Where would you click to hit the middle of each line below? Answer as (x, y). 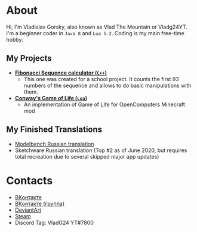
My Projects (29, 58)
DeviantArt (28, 210)
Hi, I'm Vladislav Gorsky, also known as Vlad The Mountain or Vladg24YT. (97, 27)
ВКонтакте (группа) (39, 203)
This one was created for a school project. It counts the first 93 (101, 79)
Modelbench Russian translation (54, 144)
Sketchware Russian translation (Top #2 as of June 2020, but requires (101, 150)
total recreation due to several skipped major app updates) (87, 156)
